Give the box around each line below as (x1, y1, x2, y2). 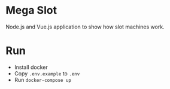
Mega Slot (5, 4, 57, 17)
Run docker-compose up (14, 76, 71, 83)
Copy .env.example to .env (14, 69, 80, 77)
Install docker (14, 63, 48, 71)
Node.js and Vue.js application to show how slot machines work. (5, 23, 165, 30)
